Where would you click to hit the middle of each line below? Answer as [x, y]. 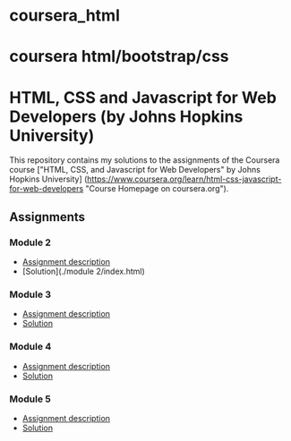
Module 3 [30, 294]
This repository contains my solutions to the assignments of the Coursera [145, 160]
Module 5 [30, 399]
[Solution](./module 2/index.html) [83, 271]
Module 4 [30, 347]
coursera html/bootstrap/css [120, 57]
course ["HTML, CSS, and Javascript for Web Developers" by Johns [135, 170]
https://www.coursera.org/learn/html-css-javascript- [184, 179]
